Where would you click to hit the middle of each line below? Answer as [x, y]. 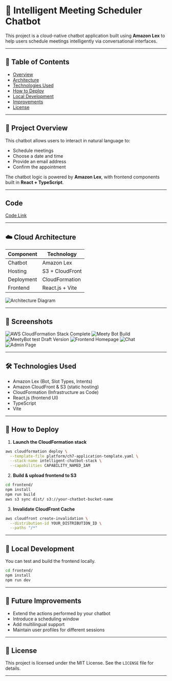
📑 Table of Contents [37, 62]
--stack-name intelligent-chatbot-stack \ [56, 461]
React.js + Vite [60, 288]
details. [13, 668]
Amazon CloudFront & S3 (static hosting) [56, 387]
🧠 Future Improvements [44, 601]
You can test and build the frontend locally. [50, 561]
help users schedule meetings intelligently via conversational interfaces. [81, 41]
